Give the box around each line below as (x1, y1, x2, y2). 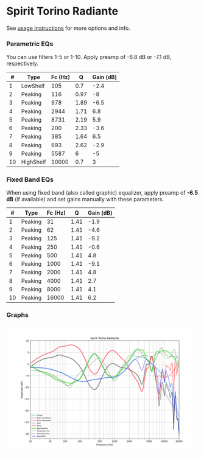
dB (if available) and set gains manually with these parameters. (6, 196, 164, 203)
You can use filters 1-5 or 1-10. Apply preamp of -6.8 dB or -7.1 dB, (6, 54, 172, 61)
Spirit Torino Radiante (6, 4, 119, 18)
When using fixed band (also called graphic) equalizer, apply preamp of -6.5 (6, 189, 199, 196)
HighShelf (21, 158, 46, 165)
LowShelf (21, 82, 45, 89)
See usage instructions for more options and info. (6, 24, 131, 32)
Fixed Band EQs (6, 175, 54, 184)
